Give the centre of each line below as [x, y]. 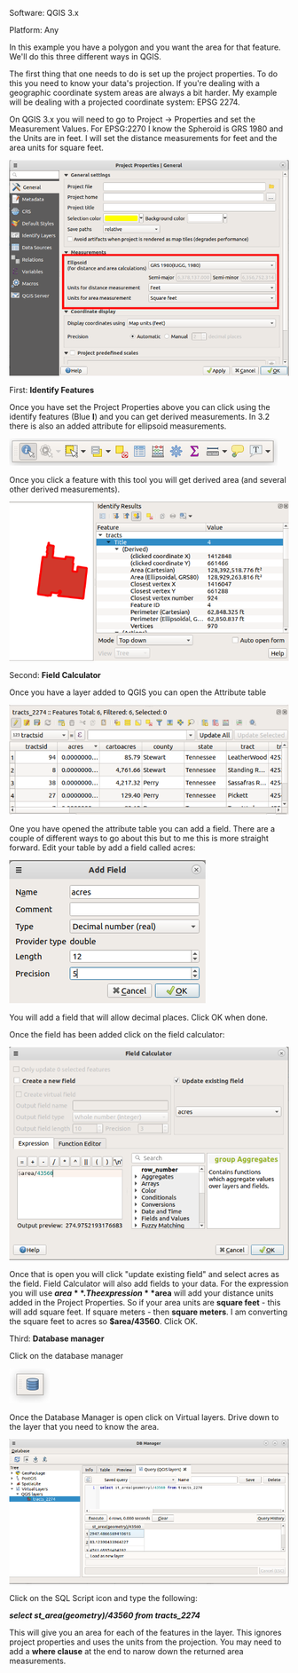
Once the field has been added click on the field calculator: [117, 1034]
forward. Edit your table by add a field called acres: [102, 848]
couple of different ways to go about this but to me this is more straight [139, 838]
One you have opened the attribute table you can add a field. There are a [142, 828]
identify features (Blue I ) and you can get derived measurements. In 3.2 [140, 416]
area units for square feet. [57, 147]
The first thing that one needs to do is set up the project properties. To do [143, 74]
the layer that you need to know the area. [84, 1426]
